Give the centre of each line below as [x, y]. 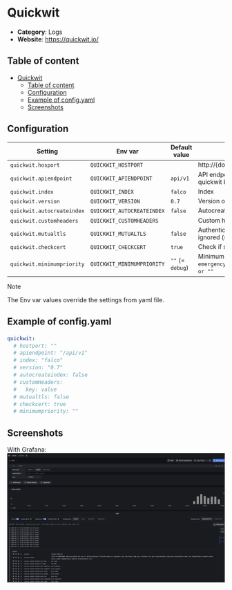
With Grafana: [27, 450]
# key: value [35, 389]
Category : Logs [40, 32]
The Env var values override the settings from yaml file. [86, 299]
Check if [210, 247]
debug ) [179, 267]
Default [181, 147]
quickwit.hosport [35, 165]
